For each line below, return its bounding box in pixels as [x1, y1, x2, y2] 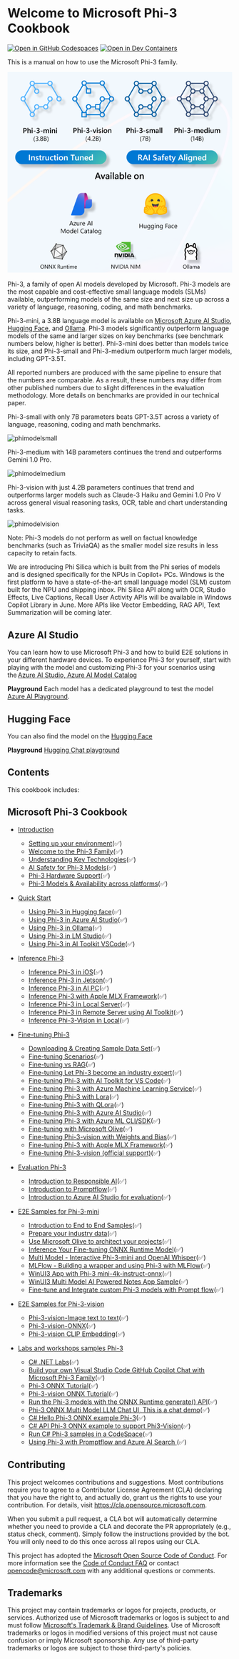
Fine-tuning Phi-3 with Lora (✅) [28, 1092, 120, 1101]
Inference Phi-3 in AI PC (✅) [28, 984, 109, 992]
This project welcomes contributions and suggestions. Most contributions [7, 1477, 224, 1486]
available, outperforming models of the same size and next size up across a [7, 295, 230, 304]
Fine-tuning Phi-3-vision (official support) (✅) [28, 1149, 161, 1157]
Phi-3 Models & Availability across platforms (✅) [28, 879, 168, 888]
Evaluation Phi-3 [17, 1163, 66, 1172]
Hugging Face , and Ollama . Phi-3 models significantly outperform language [7, 324, 230, 333]
